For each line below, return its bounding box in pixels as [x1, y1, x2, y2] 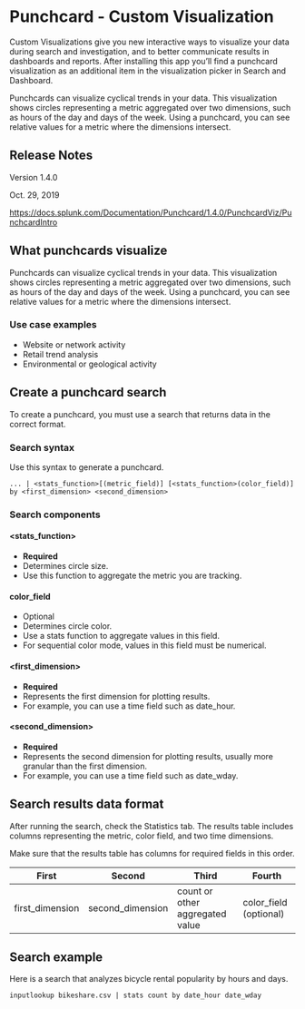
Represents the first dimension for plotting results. [22, 691, 211, 701]
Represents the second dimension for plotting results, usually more [22, 750, 274, 761]
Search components [9, 508, 102, 521]
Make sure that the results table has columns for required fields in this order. [9, 847, 295, 858]
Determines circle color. [22, 621, 113, 632]
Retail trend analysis [22, 348, 99, 359]
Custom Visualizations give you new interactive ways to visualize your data [9, 36, 290, 47]
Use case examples [9, 318, 97, 331]
